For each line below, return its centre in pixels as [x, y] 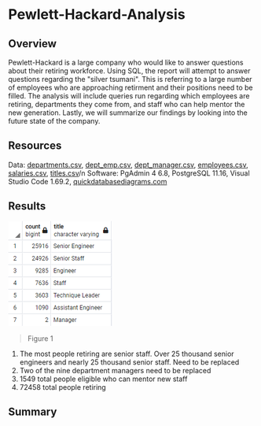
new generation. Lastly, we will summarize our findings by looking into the [128, 113]
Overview [33, 44]
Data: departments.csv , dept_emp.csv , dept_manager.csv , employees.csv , [129, 165]
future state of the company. [54, 121]
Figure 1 [40, 338]
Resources [35, 146]
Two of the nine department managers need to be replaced [115, 370]
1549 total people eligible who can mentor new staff [103, 379]
